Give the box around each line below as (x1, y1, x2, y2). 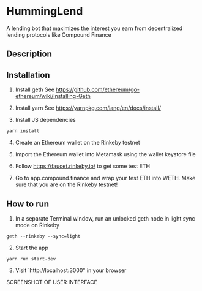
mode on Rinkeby (15, 221, 60, 229)
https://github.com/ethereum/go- (56, 86, 140, 93)
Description (6, 49, 52, 59)
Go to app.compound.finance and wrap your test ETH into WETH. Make (15, 175, 196, 182)
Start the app (15, 244, 49, 251)
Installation (6, 69, 50, 80)
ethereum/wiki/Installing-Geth (15, 93, 91, 100)
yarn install (6, 128, 40, 134)
